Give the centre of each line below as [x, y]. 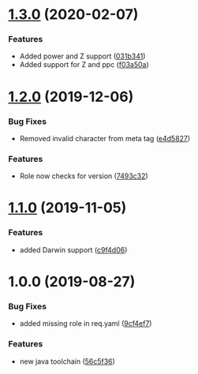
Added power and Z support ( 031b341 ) [82, 56]
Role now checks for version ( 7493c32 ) [84, 176]
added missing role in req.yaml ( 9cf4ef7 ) [86, 324]
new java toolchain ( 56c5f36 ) [67, 361]
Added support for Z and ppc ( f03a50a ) [84, 65]
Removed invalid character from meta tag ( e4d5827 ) [105, 138]
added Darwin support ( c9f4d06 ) [73, 249]
